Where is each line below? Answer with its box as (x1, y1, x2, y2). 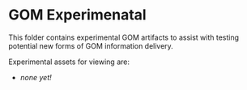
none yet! (19, 72, 53, 82)
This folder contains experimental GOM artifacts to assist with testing (8, 32, 240, 42)
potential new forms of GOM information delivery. (8, 41, 174, 50)
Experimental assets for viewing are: (8, 57, 130, 66)
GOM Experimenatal (8, 6, 147, 24)
